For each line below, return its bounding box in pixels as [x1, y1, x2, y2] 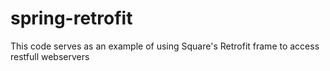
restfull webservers [10, 50, 90, 62]
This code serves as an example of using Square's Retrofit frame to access [10, 40, 320, 52]
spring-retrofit [10, 7, 133, 30]
